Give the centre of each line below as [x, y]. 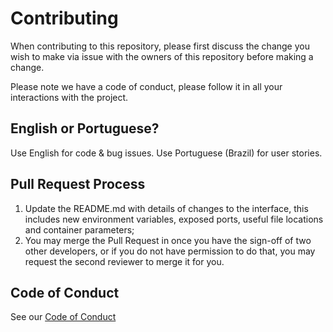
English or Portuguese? [85, 128]
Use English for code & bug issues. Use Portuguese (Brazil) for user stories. [166, 153]
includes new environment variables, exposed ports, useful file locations [174, 219]
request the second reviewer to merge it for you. [124, 261]
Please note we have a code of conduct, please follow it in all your [146, 86]
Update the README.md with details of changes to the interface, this [166, 208]
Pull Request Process [78, 184]
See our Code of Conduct [63, 317]
